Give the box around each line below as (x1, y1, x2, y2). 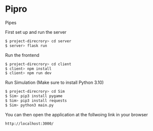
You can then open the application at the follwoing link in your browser (5, 111, 148, 117)
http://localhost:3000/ (5, 121, 54, 126)
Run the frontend (5, 52, 39, 58)
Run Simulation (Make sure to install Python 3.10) (5, 79, 104, 85)
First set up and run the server (5, 29, 67, 35)
